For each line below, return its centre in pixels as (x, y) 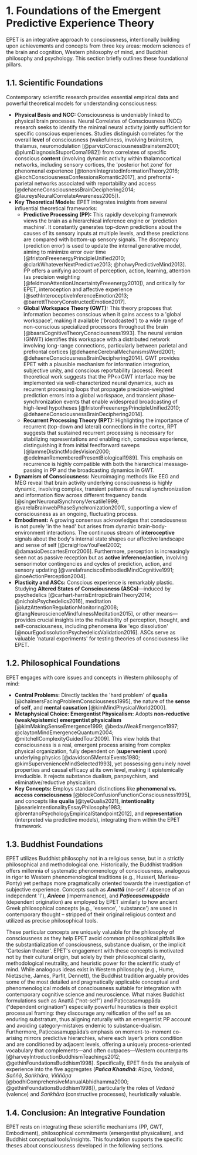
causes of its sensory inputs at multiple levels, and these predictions (106, 233)
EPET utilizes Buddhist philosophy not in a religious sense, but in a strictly (95, 859)
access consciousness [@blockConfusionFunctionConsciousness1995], (103, 795)
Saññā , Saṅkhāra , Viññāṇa (39, 1076)
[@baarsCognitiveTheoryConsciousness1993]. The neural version (103, 333)
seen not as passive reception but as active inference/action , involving (101, 557)
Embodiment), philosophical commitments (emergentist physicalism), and (95, 1133)
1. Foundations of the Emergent (84, 11)
